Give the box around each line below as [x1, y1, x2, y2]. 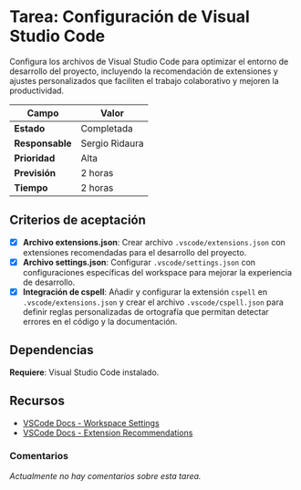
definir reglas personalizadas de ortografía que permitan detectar [22, 306, 269, 317]
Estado [14, 121, 46, 134]
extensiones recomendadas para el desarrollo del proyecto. [22, 246, 247, 257]
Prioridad [14, 151, 56, 164]
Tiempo [14, 181, 48, 193]
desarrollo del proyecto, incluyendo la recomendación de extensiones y [9, 66, 278, 77]
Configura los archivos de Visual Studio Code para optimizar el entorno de [9, 56, 289, 67]
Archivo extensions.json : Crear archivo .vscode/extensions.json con [22, 236, 285, 247]
